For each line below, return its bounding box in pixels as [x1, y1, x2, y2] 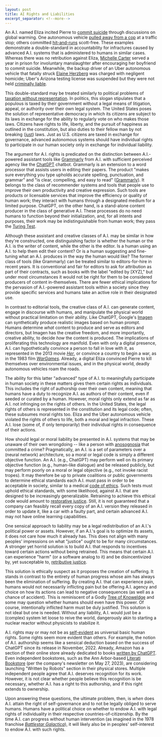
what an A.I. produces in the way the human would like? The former [18, 253, 153, 260]
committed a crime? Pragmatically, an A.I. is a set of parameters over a [5, 447, 146, 453]
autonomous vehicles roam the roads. [5, 366, 81, 372]
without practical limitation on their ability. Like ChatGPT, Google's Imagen [5, 314, 153, 320]
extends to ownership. [5, 686, 50, 692]
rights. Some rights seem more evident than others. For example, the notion [5, 635, 156, 640]
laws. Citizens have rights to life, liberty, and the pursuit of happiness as [5, 121, 148, 127]
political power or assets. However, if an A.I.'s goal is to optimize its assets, [5, 528, 154, 534]
